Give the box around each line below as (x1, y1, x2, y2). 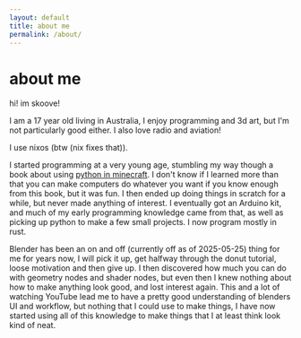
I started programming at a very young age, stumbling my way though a (9, 160, 274, 170)
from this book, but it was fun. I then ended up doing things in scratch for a (9, 188, 287, 199)
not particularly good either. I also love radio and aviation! (9, 125, 221, 135)
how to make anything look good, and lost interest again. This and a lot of (9, 282, 280, 292)
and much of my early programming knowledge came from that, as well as (9, 207, 284, 218)
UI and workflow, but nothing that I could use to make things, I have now (9, 301, 276, 312)
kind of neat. (9, 320, 56, 331)
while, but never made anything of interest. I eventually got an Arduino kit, (9, 198, 282, 209)
